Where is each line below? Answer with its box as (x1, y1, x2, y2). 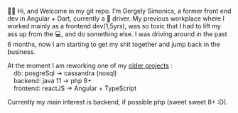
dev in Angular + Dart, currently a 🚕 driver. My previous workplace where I (7, 14, 225, 23)
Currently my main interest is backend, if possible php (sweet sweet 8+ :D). (7, 98, 229, 106)
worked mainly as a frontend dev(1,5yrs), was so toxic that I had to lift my (7, 22, 222, 30)
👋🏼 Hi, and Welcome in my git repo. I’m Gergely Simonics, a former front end (7, 7, 232, 15)
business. (7, 48, 36, 56)
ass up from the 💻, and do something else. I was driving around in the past (7, 30, 227, 38)
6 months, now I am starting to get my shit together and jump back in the (7, 40, 220, 48)
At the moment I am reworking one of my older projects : (7, 61, 173, 70)
